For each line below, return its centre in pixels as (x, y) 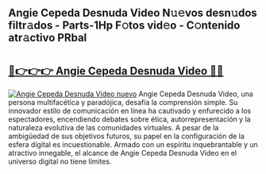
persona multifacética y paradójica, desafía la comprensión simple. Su (123, 102)
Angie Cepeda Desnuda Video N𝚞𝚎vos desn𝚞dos (133, 13)
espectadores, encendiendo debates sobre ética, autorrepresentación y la (130, 119)
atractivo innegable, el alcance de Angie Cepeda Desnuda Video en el (123, 153)
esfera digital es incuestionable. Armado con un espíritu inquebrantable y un (133, 145)
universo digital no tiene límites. (60, 161)
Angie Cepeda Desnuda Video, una (196, 94)
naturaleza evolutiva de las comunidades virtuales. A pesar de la (114, 128)
